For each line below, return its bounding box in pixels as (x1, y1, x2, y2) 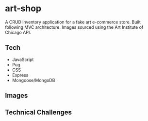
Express (12, 72, 29, 78)
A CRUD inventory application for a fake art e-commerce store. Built (5, 19, 141, 25)
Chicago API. (5, 29, 32, 35)
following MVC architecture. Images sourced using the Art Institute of (5, 24, 144, 30)
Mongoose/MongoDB (12, 77, 55, 83)
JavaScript (12, 57, 34, 62)
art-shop (5, 3, 42, 14)
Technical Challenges (5, 108, 72, 116)
